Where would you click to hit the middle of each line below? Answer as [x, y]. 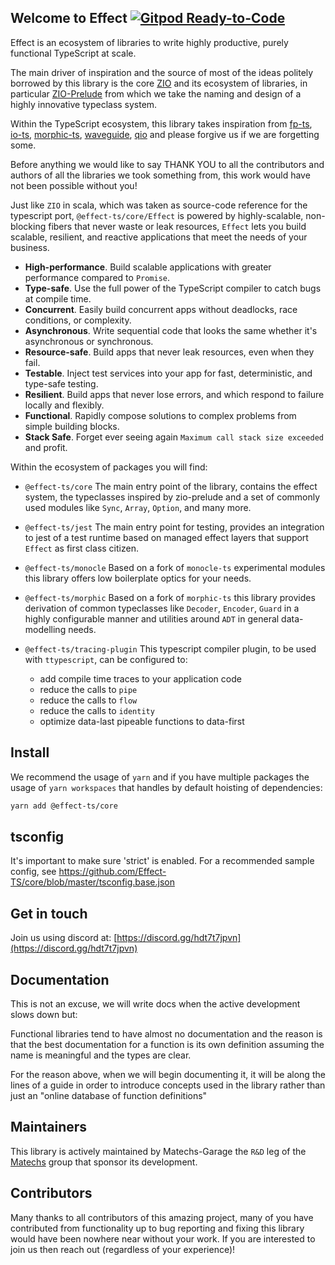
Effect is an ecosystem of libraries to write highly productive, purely [149, 42]
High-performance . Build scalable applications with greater [148, 267]
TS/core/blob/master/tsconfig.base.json [92, 882]
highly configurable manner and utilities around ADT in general [152, 618]
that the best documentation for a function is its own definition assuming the [167, 1044]
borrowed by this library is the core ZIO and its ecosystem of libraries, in [159, 83]
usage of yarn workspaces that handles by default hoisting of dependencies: [166, 787]
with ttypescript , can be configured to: [106, 659]
